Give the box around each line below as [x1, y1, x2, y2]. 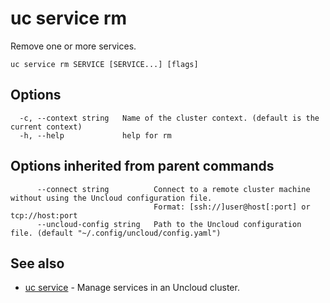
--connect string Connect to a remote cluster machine [36, 184, 311, 194]
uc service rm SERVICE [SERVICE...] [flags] [10, 59, 199, 69]
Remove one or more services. [10, 40, 137, 52]
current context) [10, 122, 83, 132]
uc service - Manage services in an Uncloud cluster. [24, 282, 240, 294]
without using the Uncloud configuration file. [10, 193, 213, 203]
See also [10, 255, 65, 272]
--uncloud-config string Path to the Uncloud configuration [36, 219, 302, 229]
